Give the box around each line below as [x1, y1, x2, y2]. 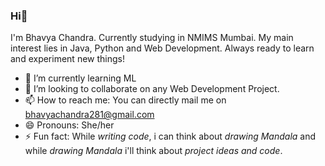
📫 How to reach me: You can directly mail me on [24, 94, 227, 106]
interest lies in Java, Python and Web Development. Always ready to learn [10, 42, 315, 54]
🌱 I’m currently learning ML [24, 72, 137, 84]
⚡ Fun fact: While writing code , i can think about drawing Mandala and [24, 130, 317, 143]
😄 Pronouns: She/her [24, 119, 115, 131]
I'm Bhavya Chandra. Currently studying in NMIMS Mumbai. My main [10, 32, 294, 44]
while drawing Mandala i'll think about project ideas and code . [24, 145, 283, 157]
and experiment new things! [10, 53, 125, 65]
